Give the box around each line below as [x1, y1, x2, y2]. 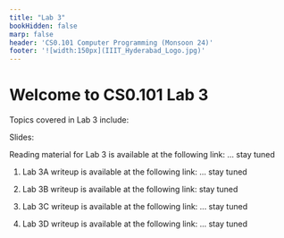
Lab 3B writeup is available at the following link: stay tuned [21, 184, 238, 195]
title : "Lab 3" [9, 13, 66, 22]
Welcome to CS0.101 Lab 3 [9, 85, 209, 106]
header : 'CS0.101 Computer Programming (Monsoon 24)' [9, 38, 214, 47]
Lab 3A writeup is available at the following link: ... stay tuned [21, 166, 247, 177]
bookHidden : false [9, 21, 78, 30]
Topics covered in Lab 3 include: [9, 115, 129, 125]
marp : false [9, 30, 54, 38]
